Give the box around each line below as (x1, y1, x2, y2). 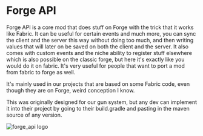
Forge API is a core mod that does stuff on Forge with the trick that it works (6, 24, 194, 31)
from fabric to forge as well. (6, 68, 76, 76)
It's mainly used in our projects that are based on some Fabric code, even (6, 80, 190, 88)
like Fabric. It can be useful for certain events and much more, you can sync (6, 30, 196, 37)
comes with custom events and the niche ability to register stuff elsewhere (6, 49, 193, 56)
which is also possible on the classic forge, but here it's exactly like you (6, 56, 185, 63)
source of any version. (6, 111, 62, 118)
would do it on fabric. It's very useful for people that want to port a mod (6, 62, 185, 70)
